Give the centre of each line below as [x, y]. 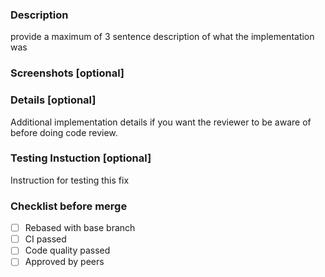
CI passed [45, 239]
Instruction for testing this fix [70, 180]
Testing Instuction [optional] [81, 158]
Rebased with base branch [80, 228]
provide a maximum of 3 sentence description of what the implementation [162, 37]
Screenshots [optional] [67, 73]
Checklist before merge [69, 206]
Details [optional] [53, 100]
